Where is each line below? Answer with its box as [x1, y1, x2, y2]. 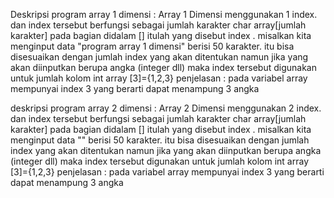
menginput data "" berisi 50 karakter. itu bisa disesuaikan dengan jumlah [10, 134, 310, 146]
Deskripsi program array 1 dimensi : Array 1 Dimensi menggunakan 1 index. [10, 9, 318, 20]
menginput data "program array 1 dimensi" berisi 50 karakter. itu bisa [10, 40, 295, 52]
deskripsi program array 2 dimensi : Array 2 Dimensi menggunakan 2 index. [10, 102, 322, 114]
